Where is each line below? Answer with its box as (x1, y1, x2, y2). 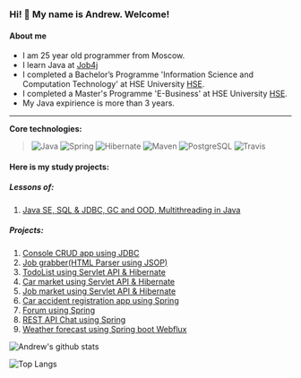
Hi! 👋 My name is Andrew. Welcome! (9, 8, 170, 21)
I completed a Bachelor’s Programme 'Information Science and (21, 69, 254, 80)
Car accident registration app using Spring (21, 295, 179, 305)
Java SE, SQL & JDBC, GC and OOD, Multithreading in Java (21, 204, 241, 215)
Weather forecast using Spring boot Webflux (21, 323, 187, 334)
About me (9, 30, 47, 41)
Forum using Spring (21, 305, 96, 315)
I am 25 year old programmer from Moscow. (21, 50, 185, 61)
